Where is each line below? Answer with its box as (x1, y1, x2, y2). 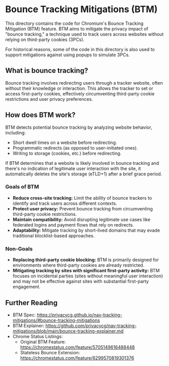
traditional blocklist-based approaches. (12, 232, 95, 239)
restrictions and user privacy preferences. (5, 96, 93, 102)
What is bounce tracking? (5, 66, 88, 75)
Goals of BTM (5, 184, 39, 191)
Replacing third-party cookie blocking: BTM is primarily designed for (12, 257, 159, 263)
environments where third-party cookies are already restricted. (12, 262, 145, 268)
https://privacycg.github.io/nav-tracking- (37, 312, 123, 318)
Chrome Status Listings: (12, 333, 63, 339)
